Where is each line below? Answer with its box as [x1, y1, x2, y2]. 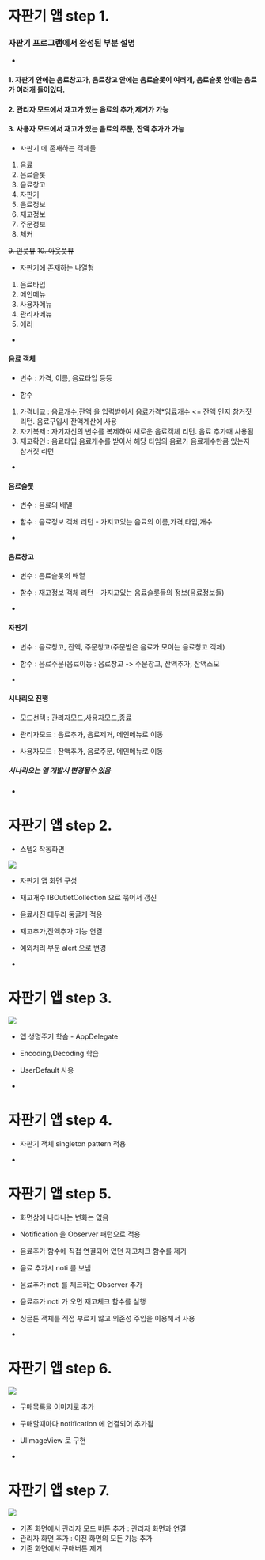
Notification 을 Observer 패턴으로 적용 [19, 1229, 141, 1239]
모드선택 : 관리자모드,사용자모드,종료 [19, 713, 132, 722]
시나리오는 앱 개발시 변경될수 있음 [8, 766, 111, 775]
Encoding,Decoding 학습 [19, 1048, 99, 1058]
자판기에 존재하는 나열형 [19, 263, 95, 272]
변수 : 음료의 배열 [19, 500, 73, 510]
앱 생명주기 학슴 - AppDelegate [19, 1032, 119, 1041]
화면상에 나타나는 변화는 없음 [19, 1212, 109, 1222]
